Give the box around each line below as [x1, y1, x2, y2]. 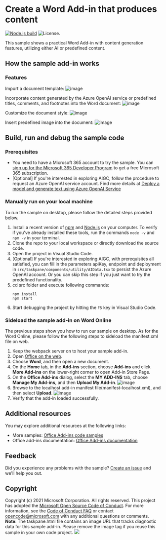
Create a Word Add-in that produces [5, 3, 157, 15]
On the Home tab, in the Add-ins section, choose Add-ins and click [12, 364, 151, 370]
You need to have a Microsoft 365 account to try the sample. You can [12, 159, 154, 166]
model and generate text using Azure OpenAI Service [12, 186, 121, 192]
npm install [12, 291, 37, 297]
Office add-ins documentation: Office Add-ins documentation [12, 437, 138, 443]
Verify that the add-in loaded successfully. [12, 395, 99, 401]
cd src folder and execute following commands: [12, 282, 110, 288]
